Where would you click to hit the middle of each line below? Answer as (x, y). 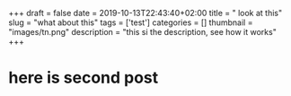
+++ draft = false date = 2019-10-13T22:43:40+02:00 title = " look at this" (145, 13)
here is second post (84, 78)
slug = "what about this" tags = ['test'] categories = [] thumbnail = (131, 22)
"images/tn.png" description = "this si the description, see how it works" (143, 32)
